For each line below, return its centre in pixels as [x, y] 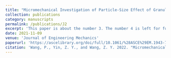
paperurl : [16, 43]
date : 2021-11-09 [24, 33]
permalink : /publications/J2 [36, 24]
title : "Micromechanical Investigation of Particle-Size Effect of [78, 10]
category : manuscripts [29, 19]
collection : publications [33, 15]
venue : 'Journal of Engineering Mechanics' [52, 38]
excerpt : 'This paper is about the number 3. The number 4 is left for [83, 29]
